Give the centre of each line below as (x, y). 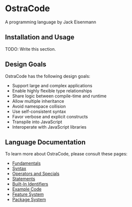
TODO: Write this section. (30, 49)
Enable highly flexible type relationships (52, 91)
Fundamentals (26, 163)
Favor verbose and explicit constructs (50, 116)
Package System (29, 200)
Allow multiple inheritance (38, 101)
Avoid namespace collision (39, 106)
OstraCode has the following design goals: (48, 76)
